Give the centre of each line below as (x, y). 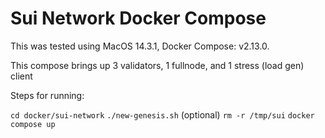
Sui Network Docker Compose (138, 18)
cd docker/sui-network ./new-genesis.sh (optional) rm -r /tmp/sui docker (162, 114)
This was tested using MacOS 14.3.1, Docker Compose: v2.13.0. (140, 46)
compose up (33, 124)
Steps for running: (47, 95)
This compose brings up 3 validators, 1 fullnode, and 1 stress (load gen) (157, 65)
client (21, 76)
